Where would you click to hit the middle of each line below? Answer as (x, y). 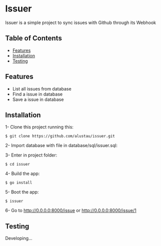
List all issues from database (42, 88)
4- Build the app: (22, 173)
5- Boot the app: (22, 192)
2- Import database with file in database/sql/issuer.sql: (61, 145)
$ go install (19, 183)
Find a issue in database (37, 94)
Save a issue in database (38, 99)
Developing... (19, 238)
